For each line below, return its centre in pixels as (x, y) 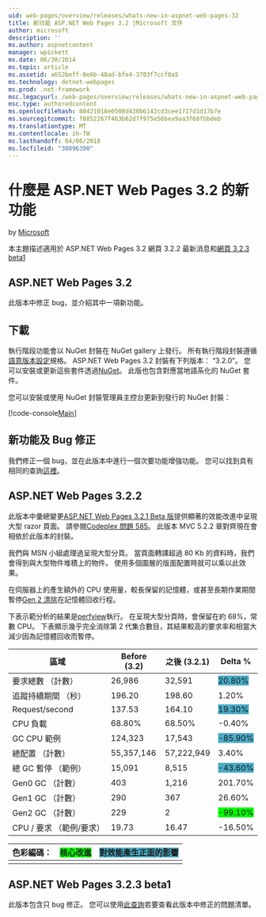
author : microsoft (38, 30)
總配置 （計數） (41, 753)
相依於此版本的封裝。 (43, 535)
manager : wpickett (38, 52)
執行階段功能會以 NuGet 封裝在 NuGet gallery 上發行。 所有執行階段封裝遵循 (133, 351)
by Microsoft (29, 232)
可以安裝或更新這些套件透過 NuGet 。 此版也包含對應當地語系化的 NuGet (125, 370)
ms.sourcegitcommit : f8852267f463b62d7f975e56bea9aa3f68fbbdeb (115, 119)
